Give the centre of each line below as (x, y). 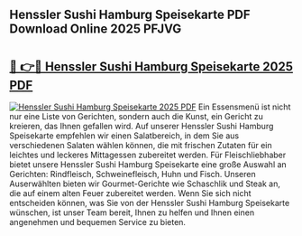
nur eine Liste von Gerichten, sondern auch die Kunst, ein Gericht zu (136, 116)
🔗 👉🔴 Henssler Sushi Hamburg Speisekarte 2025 (151, 66)
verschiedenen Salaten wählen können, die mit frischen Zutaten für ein (141, 145)
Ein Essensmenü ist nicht (244, 107)
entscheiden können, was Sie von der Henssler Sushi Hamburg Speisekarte (150, 203)
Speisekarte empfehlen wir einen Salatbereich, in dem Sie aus (124, 136)
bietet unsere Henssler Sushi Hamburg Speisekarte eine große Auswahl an (148, 165)
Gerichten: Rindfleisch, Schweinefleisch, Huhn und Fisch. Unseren (133, 174)
